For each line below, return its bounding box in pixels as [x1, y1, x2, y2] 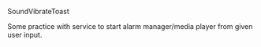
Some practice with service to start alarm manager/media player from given [7, 22, 253, 31]
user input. [7, 31, 43, 39]
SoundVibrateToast [7, 7, 70, 16]
